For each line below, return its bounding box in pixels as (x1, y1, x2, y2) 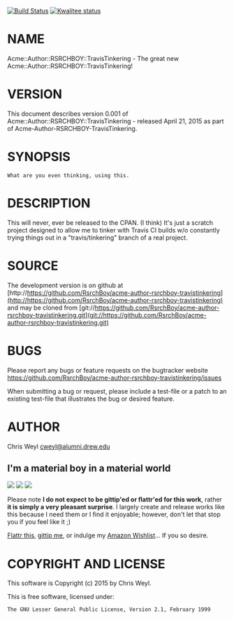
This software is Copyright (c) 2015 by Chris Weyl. (7, 579, 152, 588)
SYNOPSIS (7, 149, 71, 165)
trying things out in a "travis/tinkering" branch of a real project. (7, 233, 188, 242)
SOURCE (7, 258, 59, 273)
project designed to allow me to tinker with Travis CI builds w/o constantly (7, 226, 220, 234)
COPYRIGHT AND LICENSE (7, 556, 166, 572)
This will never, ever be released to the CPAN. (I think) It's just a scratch (7, 218, 214, 227)
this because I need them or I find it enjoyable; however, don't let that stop (7, 510, 221, 518)
